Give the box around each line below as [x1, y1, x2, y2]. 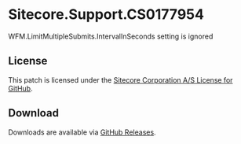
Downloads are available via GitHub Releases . [8, 127, 156, 137]
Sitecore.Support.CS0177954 [8, 6, 204, 24]
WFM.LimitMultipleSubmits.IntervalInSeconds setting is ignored [8, 31, 214, 41]
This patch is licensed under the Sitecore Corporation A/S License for [8, 75, 233, 84]
